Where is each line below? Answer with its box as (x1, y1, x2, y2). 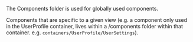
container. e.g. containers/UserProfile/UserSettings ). (6, 29, 139, 36)
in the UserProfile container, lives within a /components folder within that (6, 23, 184, 30)
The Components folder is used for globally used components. (6, 5, 158, 12)
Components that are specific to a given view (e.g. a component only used (6, 17, 188, 23)
